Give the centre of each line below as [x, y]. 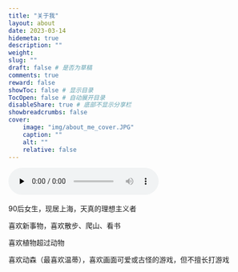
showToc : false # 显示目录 [51, 90]
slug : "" [23, 61]
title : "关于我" [34, 16]
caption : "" [42, 134]
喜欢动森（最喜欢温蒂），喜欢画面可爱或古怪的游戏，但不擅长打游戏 [119, 260]
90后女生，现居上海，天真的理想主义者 [73, 209]
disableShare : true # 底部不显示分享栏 [70, 105]
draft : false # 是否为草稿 [50, 68]
